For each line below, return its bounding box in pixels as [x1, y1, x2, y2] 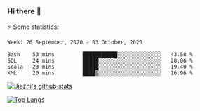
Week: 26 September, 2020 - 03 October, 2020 [7, 39, 142, 46]
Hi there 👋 [7, 6, 42, 16]
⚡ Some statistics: [7, 22, 60, 31]
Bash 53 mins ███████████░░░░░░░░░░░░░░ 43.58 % [7, 51, 193, 58]
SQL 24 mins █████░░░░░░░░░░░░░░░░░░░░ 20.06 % [7, 58, 193, 65]
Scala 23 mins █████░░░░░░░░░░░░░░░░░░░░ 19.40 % [7, 63, 193, 71]
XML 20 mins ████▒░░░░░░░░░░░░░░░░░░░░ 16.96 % [7, 70, 193, 77]
